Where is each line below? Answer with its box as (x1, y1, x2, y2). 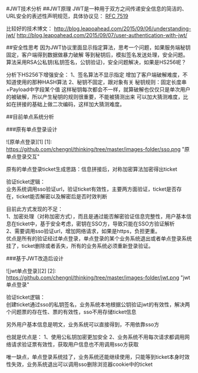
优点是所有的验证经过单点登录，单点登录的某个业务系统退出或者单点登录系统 (6, 235, 192, 242)
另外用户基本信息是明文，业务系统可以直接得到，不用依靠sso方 (6, 321, 160, 328)
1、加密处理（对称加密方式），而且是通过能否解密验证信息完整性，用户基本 (6, 213, 187, 220)
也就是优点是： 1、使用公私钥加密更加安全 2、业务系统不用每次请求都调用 (6, 333, 185, 341)
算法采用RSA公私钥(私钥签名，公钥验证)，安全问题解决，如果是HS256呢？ (6, 58, 187, 66)
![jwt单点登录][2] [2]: (6, 267, 57, 274)
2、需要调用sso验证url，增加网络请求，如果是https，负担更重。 (6, 228, 161, 234)
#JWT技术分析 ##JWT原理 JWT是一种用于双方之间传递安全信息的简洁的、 (6, 5, 187, 12)
